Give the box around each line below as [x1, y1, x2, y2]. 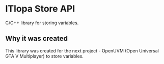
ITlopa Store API [5, 3, 75, 15]
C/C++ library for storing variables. [5, 20, 79, 26]
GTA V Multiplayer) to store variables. [5, 53, 84, 59]
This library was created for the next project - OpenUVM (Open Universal [5, 47, 159, 53]
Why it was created [5, 34, 68, 43]
